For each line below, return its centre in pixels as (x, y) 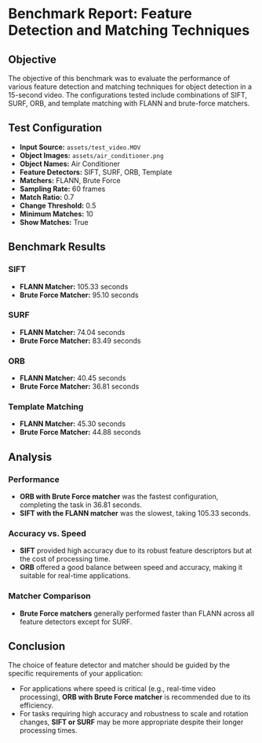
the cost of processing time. (65, 559)
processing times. (48, 730)
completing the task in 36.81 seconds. (81, 505)
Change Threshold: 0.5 (58, 205)
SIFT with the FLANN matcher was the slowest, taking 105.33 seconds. (135, 513)
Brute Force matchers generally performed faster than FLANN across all (137, 613)
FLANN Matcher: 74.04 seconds (72, 332)
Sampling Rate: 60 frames (62, 189)
